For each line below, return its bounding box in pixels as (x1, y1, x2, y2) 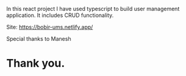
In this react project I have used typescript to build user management (6, 5, 180, 12)
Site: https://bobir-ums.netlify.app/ (6, 24, 93, 30)
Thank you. (6, 57, 65, 71)
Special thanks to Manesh (6, 35, 71, 42)
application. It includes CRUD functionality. (6, 12, 114, 19)
